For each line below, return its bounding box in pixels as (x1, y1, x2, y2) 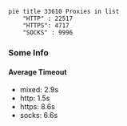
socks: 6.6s (19, 111, 58, 120)
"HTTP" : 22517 (22, 14, 73, 22)
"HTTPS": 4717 (22, 22, 69, 30)
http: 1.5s (19, 93, 50, 104)
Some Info (8, 47, 50, 58)
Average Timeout (8, 67, 67, 76)
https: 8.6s (19, 102, 56, 112)
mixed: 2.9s (19, 85, 59, 95)
